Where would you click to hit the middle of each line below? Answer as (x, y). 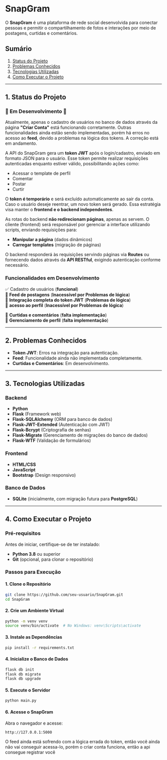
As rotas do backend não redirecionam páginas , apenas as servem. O (77, 219)
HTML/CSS (24, 464)
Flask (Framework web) (37, 414)
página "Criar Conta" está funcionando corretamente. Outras (68, 127)
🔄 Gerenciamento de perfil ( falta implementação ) (57, 320)
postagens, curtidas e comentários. (42, 33)
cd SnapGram (17, 599)
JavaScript (24, 469)
